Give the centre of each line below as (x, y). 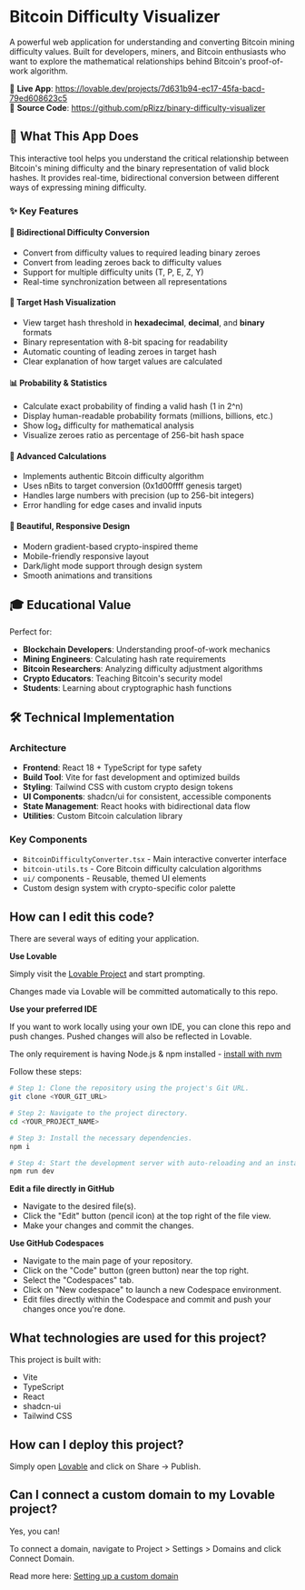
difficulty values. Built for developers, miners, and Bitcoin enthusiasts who (148, 51)
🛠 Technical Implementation (92, 717)
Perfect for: (31, 631)
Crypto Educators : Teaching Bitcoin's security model (123, 678)
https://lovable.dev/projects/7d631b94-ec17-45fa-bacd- (160, 88)
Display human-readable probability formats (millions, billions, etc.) (148, 416)
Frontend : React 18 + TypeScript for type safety (112, 768)
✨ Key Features (44, 211)
